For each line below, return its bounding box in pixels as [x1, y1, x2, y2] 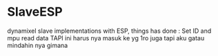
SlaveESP [7, 4, 63, 20]
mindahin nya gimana [7, 41, 68, 49]
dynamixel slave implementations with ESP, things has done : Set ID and [7, 27, 212, 35]
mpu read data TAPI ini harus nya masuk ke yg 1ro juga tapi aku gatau [7, 33, 205, 42]
